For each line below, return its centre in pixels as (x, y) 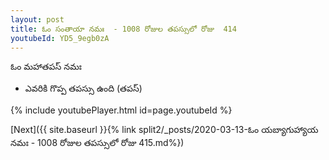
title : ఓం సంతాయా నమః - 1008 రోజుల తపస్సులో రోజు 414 (123, 29)
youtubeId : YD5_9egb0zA (60, 38)
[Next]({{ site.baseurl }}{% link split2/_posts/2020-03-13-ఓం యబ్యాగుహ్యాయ (164, 130)
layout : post (37, 19)
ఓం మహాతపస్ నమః (46, 67)
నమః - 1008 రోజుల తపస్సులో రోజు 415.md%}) (97, 143)
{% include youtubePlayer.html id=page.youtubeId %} (121, 110)
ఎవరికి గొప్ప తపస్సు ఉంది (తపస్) (83, 88)
